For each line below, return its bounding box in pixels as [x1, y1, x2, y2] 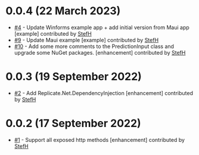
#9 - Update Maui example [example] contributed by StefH [14, 36, 159, 43]
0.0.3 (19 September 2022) [5, 70, 142, 84]
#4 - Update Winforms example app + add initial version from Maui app [14, 24, 190, 31]
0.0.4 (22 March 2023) [5, 4, 121, 18]
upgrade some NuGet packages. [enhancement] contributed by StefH [14, 49, 186, 56]
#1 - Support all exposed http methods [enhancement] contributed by [14, 136, 185, 143]
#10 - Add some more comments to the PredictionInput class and [14, 43, 174, 50]
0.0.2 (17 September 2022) [5, 117, 141, 130]
